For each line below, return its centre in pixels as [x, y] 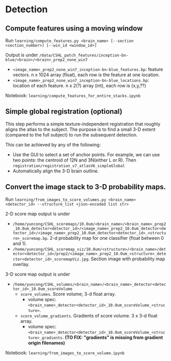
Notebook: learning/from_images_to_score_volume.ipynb [65, 353]
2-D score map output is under [38, 214]
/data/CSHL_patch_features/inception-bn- [84, 55]
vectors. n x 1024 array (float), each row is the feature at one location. [86, 75]
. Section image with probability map [127, 259]
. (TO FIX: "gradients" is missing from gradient [113, 337]
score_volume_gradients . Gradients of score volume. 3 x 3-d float [89, 315]
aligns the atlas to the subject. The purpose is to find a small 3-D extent [80, 129]
